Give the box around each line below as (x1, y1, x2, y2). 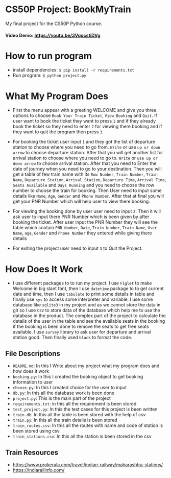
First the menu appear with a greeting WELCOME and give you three (12, 107, 157, 113)
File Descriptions (5, 349, 60, 358)
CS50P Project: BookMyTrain (5, 4, 131, 15)
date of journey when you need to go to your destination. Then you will (12, 166, 162, 172)
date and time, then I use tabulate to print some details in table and (12, 291, 155, 297)
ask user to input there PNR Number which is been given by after (12, 213, 150, 220)
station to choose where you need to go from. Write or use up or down (12, 144, 161, 150)
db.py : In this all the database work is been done (12, 390, 115, 396)
